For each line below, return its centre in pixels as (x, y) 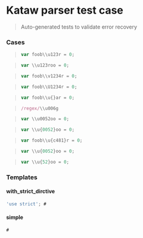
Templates (22, 177)
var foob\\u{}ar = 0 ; (48, 98)
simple (15, 217)
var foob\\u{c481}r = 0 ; (52, 140)
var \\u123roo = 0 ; (45, 65)
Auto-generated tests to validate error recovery (79, 27)
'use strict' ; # (26, 204)
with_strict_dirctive (31, 192)
